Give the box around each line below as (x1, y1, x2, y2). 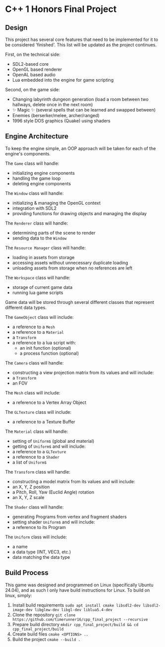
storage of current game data (12, 284, 73, 290)
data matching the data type (12, 554, 70, 560)
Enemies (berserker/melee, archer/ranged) (12, 113, 100, 118)
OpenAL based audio (12, 72, 56, 78)
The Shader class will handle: (5, 504, 64, 510)
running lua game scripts (12, 289, 63, 295)
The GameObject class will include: (5, 314, 74, 320)
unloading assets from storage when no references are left (12, 265, 132, 271)
